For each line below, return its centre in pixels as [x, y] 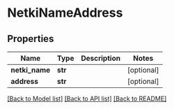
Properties [31, 39]
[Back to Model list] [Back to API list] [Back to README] [87, 99]
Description [101, 58]
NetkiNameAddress [65, 13]
